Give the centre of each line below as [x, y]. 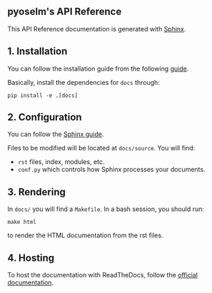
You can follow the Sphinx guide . [56, 134]
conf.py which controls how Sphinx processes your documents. [111, 170]
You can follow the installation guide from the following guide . [98, 68]
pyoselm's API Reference [65, 12]
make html [22, 222]
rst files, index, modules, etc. [61, 162]
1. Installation [37, 52]
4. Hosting [31, 258]
